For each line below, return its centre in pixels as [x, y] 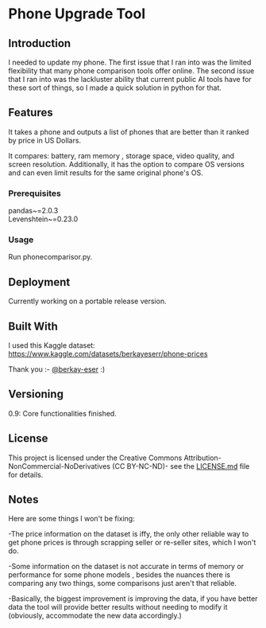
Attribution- [203, 458]
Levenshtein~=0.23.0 [43, 219]
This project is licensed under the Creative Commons [95, 458]
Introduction [40, 43]
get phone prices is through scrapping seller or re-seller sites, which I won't [132, 543]
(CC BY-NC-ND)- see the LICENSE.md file [181, 466]
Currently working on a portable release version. [87, 301]
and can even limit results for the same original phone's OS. [106, 173]
